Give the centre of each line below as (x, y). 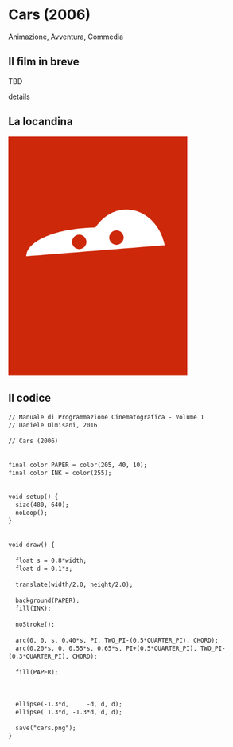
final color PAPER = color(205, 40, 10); (78, 465)
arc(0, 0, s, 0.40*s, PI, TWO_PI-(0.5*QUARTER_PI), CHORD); (117, 641)
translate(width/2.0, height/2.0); (74, 585)
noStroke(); (35, 625)
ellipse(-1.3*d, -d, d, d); (69, 704)
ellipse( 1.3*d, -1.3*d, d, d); (69, 712)
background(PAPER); (48, 601)
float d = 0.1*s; (44, 569)
